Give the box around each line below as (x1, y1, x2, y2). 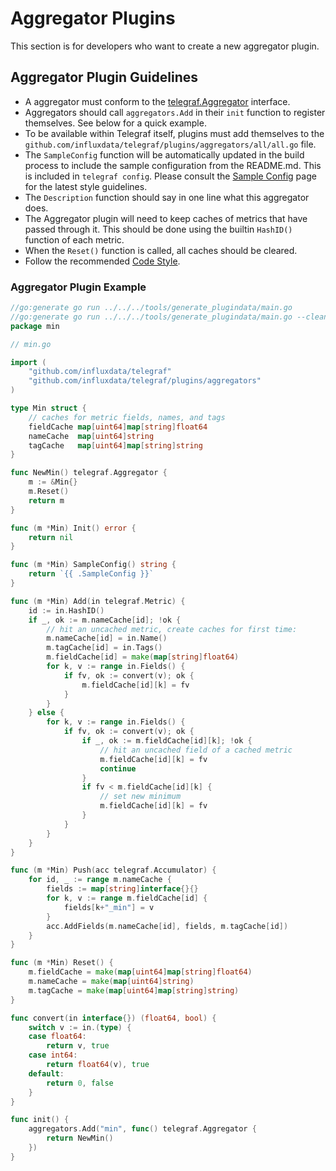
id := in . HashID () (28, 605, 105, 616)
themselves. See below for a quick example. (24, 117, 207, 129)
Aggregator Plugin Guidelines (10, 69, 199, 86)
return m (28, 495, 65, 506)
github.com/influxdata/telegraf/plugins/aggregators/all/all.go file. (24, 138, 317, 150)
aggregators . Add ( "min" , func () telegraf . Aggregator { (28, 1124, 257, 1134)
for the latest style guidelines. (24, 180, 148, 192)
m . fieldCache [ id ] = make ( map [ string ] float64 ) (46, 652, 240, 662)
